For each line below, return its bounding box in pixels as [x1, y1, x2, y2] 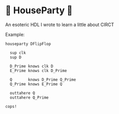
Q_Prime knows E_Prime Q [10, 81, 63, 86]
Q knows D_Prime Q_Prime [10, 77, 76, 82]
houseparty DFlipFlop [5, 41, 51, 47]
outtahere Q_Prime [10, 95, 49, 100]
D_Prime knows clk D [10, 63, 53, 69]
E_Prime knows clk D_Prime [10, 68, 67, 73]
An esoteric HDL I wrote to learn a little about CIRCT [5, 21, 114, 28]
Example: [5, 31, 25, 37]
